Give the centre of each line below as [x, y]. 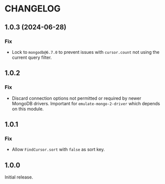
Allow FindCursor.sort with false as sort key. [58, 150]
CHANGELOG [33, 9]
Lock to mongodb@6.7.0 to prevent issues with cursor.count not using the [85, 52]
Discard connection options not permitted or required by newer [77, 98]
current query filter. [32, 57]
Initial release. [19, 177]
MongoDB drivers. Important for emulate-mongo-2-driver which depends [86, 103]
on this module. [28, 109]
